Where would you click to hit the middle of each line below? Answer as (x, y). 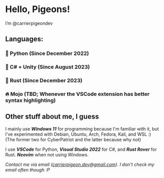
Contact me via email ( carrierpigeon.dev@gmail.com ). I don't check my (80, 164)
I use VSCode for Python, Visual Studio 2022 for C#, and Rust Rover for (81, 149)
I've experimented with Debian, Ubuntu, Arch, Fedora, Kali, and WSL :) (78, 134)
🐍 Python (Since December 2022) (47, 53)
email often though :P (28, 169)
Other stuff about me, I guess (52, 117)
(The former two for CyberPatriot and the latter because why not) (73, 139)
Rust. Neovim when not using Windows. (47, 154)
